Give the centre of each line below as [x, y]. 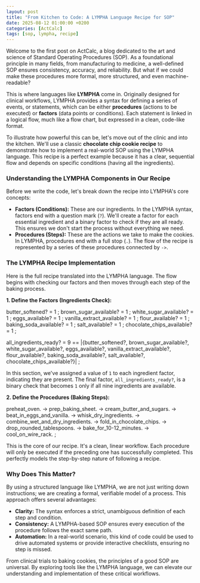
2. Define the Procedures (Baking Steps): [58, 397]
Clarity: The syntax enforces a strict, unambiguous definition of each [100, 511]
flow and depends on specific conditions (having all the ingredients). [90, 163]
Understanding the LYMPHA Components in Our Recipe [88, 179]
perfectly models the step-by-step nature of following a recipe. [84, 458]
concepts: [19, 198]
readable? [19, 83]
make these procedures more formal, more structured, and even [85, 76]
